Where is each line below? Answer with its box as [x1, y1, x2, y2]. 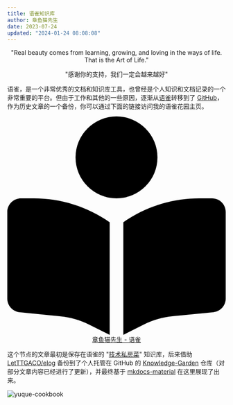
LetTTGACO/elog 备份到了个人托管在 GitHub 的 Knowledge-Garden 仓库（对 [7, 359, 225, 368]
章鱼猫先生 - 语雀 [92, 336, 141, 344]
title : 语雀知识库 [7, 10, 55, 17]
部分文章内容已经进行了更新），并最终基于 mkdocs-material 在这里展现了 [7, 368, 214, 376]
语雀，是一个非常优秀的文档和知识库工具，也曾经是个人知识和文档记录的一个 [7, 85, 226, 94]
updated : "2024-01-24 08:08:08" [7, 29, 101, 37]
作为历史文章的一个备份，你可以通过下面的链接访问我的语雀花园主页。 [7, 102, 208, 111]
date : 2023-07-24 [7, 23, 58, 30]
